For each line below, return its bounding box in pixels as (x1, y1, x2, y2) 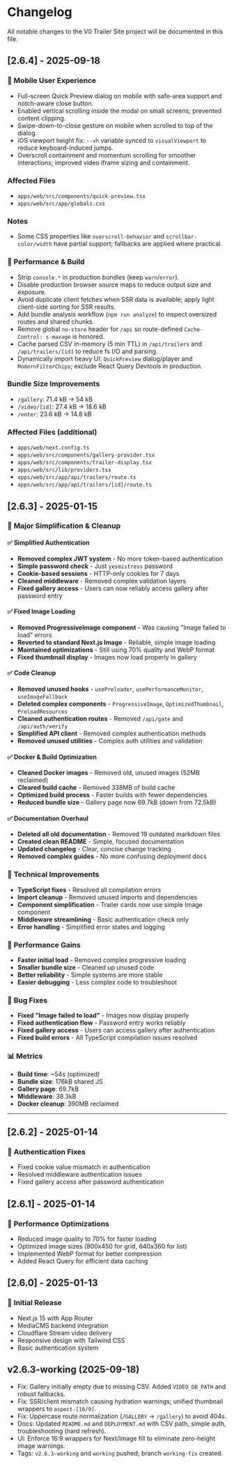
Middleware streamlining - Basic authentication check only (17, 915, 189, 924)
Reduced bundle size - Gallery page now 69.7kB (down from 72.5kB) (17, 798, 217, 807)
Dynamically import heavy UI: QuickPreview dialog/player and (17, 354, 193, 363)
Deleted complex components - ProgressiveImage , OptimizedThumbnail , (17, 700, 224, 708)
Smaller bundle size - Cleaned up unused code (17, 963, 155, 972)
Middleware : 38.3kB (17, 1092, 77, 1100)
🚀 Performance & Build (7, 257, 85, 267)
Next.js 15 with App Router (17, 1313, 94, 1322)
